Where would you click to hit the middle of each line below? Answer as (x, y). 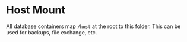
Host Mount (36, 10)
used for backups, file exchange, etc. (52, 32)
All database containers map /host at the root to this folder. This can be (93, 26)
